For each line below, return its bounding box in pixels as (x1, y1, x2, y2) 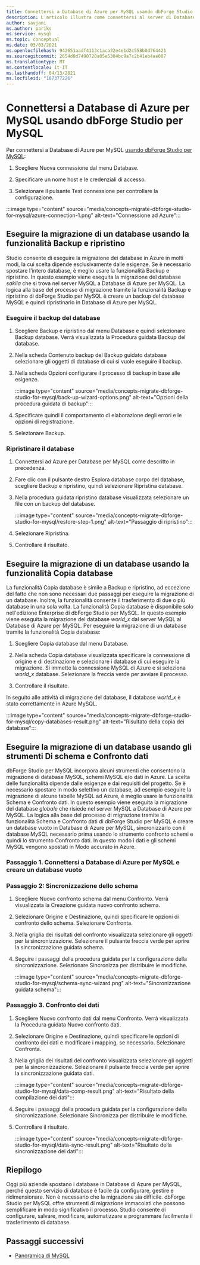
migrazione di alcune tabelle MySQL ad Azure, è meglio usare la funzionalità (6, 793, 193, 800)
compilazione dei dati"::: (14, 1093, 74, 1101)
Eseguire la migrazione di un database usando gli (6, 742, 192, 752)
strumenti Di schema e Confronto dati (6, 751, 149, 761)
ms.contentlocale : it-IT (6, 64, 68, 71)
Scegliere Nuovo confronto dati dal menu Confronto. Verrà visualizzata (14, 1015, 189, 1022)
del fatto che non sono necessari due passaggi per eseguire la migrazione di (6, 590, 194, 598)
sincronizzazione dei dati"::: (14, 1147, 83, 1154)
